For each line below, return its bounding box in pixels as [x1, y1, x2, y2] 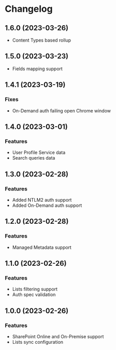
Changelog [5, 3, 53, 15]
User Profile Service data [12, 149, 66, 155]
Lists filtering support [12, 286, 57, 293]
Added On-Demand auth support [12, 202, 83, 208]
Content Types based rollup [12, 37, 71, 43]
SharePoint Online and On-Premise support [12, 333, 104, 339]
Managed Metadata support [12, 244, 72, 250]
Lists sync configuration [12, 339, 64, 345]
